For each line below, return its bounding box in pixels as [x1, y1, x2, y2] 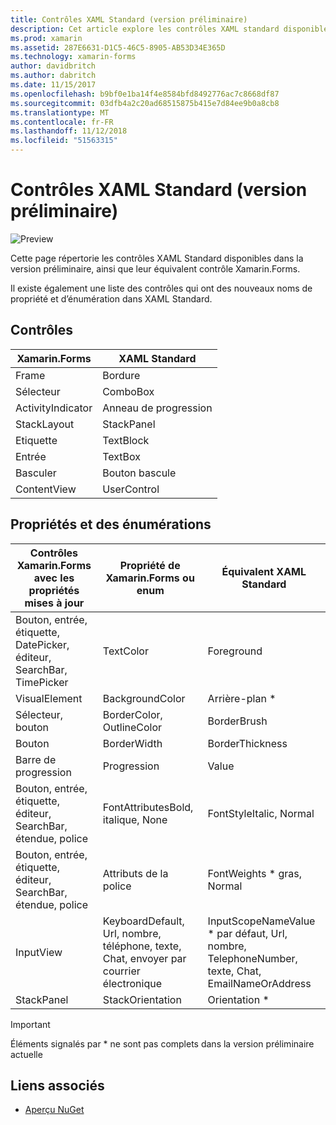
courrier [102, 964, 141, 978]
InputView [15, 945, 63, 959]
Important [10, 1018, 51, 1030]
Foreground [207, 644, 263, 658]
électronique [102, 976, 163, 990]
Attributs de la [102, 866, 169, 880]
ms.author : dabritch [10, 71, 97, 81]
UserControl [102, 482, 160, 496]
